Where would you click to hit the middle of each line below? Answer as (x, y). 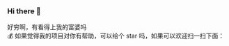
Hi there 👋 (24, 11)
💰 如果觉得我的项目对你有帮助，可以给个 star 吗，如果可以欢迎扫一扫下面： (116, 36)
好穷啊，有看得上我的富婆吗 (47, 27)
